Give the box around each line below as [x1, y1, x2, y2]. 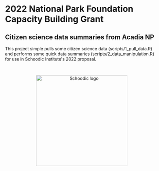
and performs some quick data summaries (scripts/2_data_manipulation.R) [5, 51, 155, 57]
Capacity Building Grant [5, 14, 104, 25]
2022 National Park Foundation [5, 3, 134, 15]
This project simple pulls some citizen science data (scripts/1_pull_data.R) [5, 46, 153, 51]
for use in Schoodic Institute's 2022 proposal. [5, 56, 96, 62]
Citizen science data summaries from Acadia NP [5, 33, 155, 41]
